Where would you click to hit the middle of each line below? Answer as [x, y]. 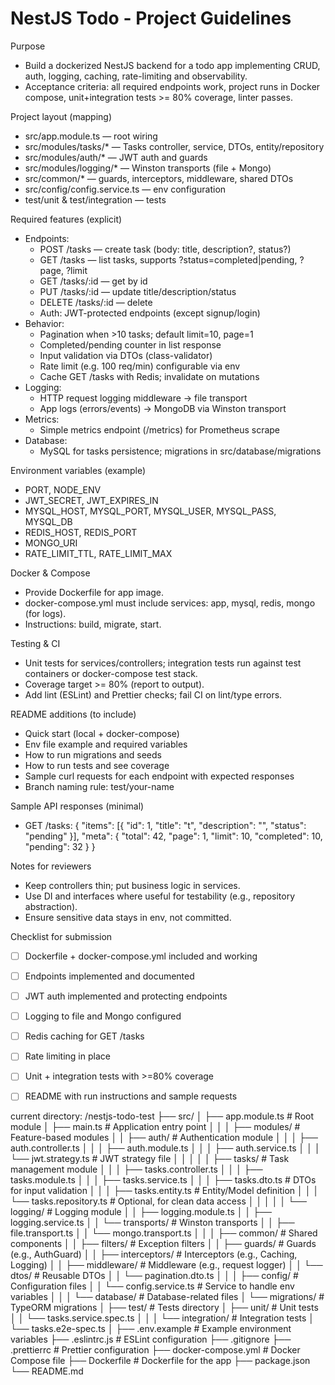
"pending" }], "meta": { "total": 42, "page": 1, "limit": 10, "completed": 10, [173, 836]
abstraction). [51, 906]
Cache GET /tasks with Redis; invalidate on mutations [149, 376]
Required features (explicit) [66, 219]
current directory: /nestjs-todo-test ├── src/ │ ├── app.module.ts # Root [162, 1116]
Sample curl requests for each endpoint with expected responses [159, 776]
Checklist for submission [61, 936]
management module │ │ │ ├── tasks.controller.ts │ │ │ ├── [136, 1169]
